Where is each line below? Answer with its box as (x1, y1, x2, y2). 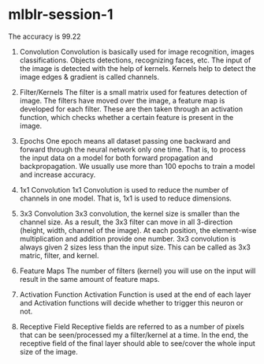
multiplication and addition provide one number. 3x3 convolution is (19, 234, 236, 243)
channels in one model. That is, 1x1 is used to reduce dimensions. (19, 193, 232, 203)
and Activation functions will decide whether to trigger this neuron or (19, 298, 244, 307)
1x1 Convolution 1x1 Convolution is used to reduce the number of (19, 185, 229, 194)
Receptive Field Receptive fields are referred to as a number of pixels (19, 321, 244, 331)
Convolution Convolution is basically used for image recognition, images (19, 47, 255, 56)
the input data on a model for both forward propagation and (19, 152, 214, 163)
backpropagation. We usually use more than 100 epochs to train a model (19, 161, 255, 171)
